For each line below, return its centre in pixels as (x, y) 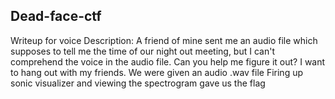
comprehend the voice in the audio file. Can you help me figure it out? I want (168, 61)
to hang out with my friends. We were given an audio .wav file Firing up (157, 72)
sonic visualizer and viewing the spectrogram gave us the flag (138, 83)
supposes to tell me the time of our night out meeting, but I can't (142, 51)
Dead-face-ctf (56, 16)
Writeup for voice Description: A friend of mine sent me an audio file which (164, 40)
